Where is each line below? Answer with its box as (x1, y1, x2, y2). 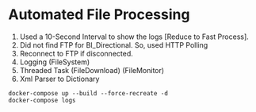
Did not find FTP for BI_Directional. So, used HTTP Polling (19, 40, 208, 49)
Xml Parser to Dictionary (19, 74, 100, 83)
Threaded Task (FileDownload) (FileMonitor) (19, 65, 165, 75)
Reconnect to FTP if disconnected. (19, 48, 133, 58)
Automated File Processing (8, 6, 190, 24)
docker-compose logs (8, 96, 77, 104)
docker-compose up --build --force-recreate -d (8, 89, 169, 97)
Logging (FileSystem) (19, 57, 90, 67)
